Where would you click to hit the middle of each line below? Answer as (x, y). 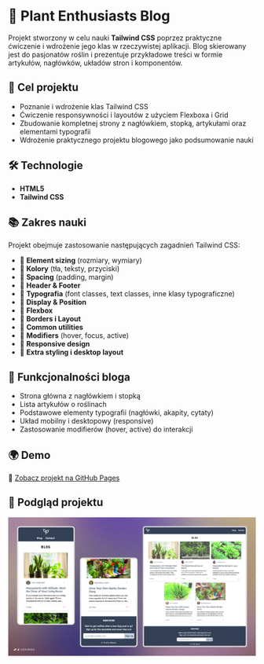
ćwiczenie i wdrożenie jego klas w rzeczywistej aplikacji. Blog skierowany (127, 46)
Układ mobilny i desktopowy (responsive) (86, 421)
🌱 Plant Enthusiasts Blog (89, 16)
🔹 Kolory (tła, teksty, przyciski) (70, 269)
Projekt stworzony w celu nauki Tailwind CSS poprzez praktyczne (115, 38)
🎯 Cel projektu (43, 88)
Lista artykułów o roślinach (63, 405)
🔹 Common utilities (51, 327)
